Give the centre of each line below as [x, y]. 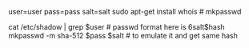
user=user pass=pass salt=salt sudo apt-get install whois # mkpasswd [125, 12]
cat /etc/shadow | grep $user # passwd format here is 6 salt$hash [117, 27]
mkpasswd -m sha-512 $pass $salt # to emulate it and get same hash [123, 36]
